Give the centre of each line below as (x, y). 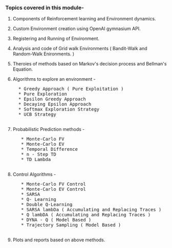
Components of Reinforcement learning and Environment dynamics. (84, 19)
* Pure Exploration (43, 94)
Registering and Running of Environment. (56, 39)
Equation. (23, 69)
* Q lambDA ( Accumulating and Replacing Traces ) (86, 215)
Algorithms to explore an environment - (54, 79)
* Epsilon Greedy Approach (52, 99)
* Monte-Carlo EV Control (53, 189)
